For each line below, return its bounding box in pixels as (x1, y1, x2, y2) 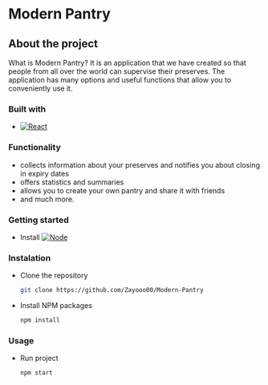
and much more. (19, 194, 75, 204)
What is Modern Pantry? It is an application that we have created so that (8, 58, 246, 67)
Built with (8, 103, 47, 115)
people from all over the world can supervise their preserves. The (8, 67, 225, 76)
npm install (19, 316, 60, 325)
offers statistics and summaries (19, 177, 124, 187)
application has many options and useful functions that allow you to (8, 75, 232, 84)
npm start (19, 369, 54, 377)
